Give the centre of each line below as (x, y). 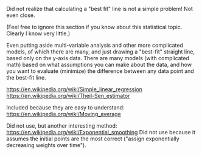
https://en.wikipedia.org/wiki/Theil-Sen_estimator (68, 96)
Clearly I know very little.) (38, 33)
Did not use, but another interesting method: (62, 126)
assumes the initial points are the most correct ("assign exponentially (93, 139)
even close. (21, 15)
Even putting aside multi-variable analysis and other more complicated (95, 45)
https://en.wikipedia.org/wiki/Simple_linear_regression (75, 89)
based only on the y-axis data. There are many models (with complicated (98, 58)
